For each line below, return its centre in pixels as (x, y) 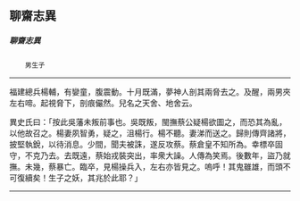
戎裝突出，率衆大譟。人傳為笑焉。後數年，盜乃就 (200, 155)
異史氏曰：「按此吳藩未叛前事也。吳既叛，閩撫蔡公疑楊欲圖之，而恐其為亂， (148, 122)
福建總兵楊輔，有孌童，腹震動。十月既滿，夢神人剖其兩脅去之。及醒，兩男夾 (150, 92)
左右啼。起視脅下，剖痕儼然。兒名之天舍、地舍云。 (103, 103)
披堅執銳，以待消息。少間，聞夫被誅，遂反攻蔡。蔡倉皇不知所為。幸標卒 (142, 145)
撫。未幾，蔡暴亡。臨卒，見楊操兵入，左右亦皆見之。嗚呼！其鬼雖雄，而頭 (146, 167)
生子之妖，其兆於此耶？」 (95, 178)
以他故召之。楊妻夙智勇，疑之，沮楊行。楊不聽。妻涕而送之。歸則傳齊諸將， (150, 133)
